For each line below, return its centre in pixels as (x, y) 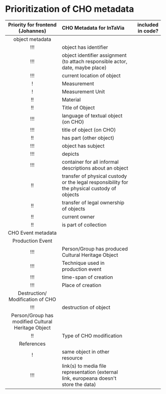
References (32, 344)
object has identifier (85, 47)
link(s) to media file (84, 366)
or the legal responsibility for (95, 182)
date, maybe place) (84, 68)
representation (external (90, 372)
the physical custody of (89, 188)
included (148, 25)
